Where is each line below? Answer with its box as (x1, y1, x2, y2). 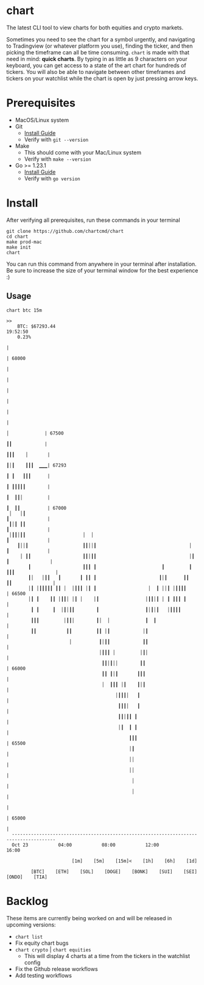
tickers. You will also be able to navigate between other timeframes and (6, 68, 186, 75)
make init (6, 244, 32, 251)
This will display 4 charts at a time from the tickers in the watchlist (24, 952, 191, 959)
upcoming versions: (6, 921, 56, 928)
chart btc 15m (6, 307, 43, 313)
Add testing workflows (15, 972, 72, 979)
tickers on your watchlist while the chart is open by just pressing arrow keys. (6, 75, 199, 82)
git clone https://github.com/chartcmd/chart (6, 228, 124, 234)
